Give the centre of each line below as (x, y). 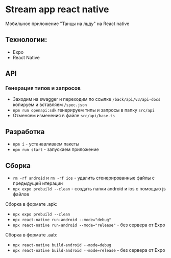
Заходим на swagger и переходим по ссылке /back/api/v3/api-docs (87, 99)
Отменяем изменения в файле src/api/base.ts (64, 116)
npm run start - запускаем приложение (56, 149)
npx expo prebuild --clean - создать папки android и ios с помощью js (89, 189)
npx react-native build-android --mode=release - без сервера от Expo (89, 250)
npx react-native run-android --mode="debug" (62, 220)
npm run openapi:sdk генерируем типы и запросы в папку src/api (83, 110)
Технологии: (26, 40)
